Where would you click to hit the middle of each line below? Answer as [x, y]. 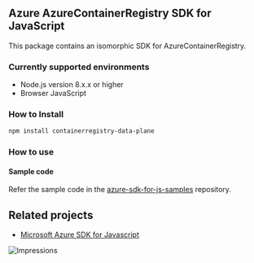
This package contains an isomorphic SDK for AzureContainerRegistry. [127, 46]
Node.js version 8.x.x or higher [72, 85]
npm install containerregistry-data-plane [81, 131]
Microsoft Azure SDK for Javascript [80, 235]
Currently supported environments [79, 67]
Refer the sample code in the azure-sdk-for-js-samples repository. [120, 190]
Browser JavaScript [53, 94]
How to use [31, 152]
